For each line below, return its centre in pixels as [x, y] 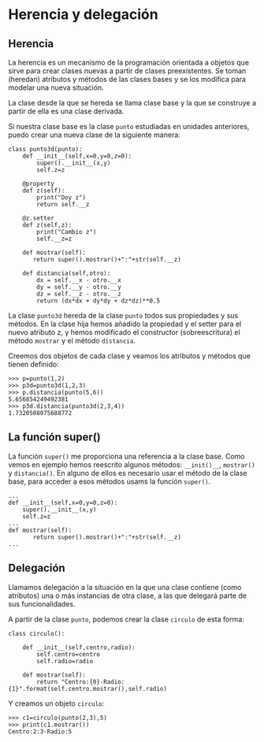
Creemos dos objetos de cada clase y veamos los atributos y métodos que [129, 356]
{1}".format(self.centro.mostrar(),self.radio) [88, 688]
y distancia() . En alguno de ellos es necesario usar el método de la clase [128, 473]
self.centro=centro [69, 654]
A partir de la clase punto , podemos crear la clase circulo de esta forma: [126, 619]
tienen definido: [33, 364]
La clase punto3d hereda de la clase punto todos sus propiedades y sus [123, 315]
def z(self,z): [47, 225]
